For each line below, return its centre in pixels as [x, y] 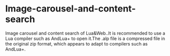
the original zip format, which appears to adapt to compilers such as [77, 43]
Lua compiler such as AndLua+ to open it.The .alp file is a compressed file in [85, 38]
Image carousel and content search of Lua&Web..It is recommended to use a [85, 33]
